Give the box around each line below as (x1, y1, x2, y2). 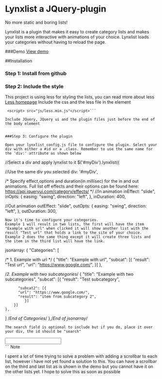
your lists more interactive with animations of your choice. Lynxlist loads (5, 34, 149, 40)
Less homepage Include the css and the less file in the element (5, 99, 131, 105)
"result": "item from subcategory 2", (17, 294, 97, 299)
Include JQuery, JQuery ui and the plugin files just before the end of (5, 117, 155, 122)
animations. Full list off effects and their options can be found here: (5, 183, 139, 189)
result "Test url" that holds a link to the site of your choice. (5, 230, 142, 236)
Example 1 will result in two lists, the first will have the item (5, 222, 145, 227)
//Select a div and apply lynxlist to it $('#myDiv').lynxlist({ (5, 159, 120, 165)
